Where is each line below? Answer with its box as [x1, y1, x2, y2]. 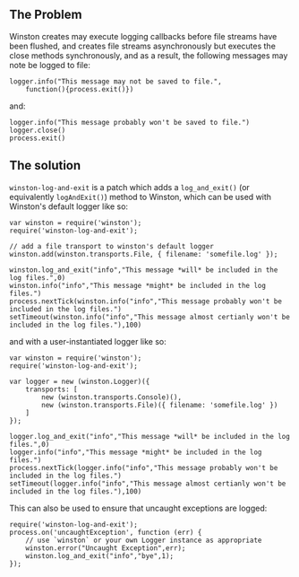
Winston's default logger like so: [9, 201, 128, 212]
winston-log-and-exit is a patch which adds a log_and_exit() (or [9, 181, 251, 192]
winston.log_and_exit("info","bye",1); [25, 551, 175, 560]
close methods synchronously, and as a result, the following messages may [9, 49, 288, 61]
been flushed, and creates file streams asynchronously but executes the [9, 40, 276, 51]
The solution [9, 158, 81, 173]
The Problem [9, 7, 82, 22]
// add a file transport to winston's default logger [9, 241, 215, 250]
